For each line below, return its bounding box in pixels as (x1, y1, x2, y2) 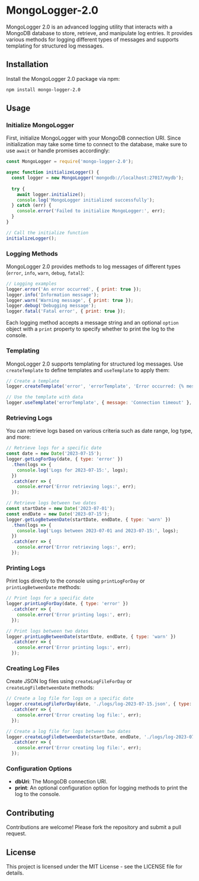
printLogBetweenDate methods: (6, 584, 81, 591)
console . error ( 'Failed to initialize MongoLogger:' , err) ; (17, 208, 166, 214)
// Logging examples (6, 281, 57, 287)
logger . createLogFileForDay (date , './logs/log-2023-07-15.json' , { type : (6, 701, 192, 707)
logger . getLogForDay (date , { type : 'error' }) (6, 456, 123, 462)
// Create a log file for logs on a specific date (6, 696, 134, 701)
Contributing (6, 808, 54, 818)
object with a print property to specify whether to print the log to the (6, 325, 175, 333)
